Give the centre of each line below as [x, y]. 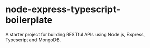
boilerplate [29, 20]
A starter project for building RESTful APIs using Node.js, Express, [75, 34]
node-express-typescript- [63, 9]
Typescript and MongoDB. [33, 40]
